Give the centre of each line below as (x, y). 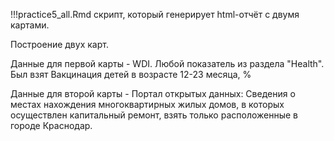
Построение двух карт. (59, 44)
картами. (30, 25)
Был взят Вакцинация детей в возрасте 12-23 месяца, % (131, 74)
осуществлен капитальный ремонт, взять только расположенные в (154, 115)
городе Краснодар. (51, 125)
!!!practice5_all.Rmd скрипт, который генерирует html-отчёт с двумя (155, 14)
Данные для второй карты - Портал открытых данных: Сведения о (153, 93)
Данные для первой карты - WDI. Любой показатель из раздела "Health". (167, 63)
